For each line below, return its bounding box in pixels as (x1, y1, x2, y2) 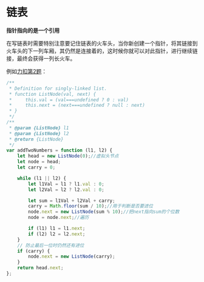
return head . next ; (17, 265, 64, 271)
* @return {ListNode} (8, 136, 64, 143)
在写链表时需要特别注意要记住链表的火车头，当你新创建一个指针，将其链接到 (6, 39, 198, 47)
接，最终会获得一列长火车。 (6, 55, 76, 62)
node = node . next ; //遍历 (28, 215, 89, 221)
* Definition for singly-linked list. (8, 86, 107, 92)
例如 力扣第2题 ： (6, 67, 47, 75)
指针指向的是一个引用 (6, 27, 59, 34)
